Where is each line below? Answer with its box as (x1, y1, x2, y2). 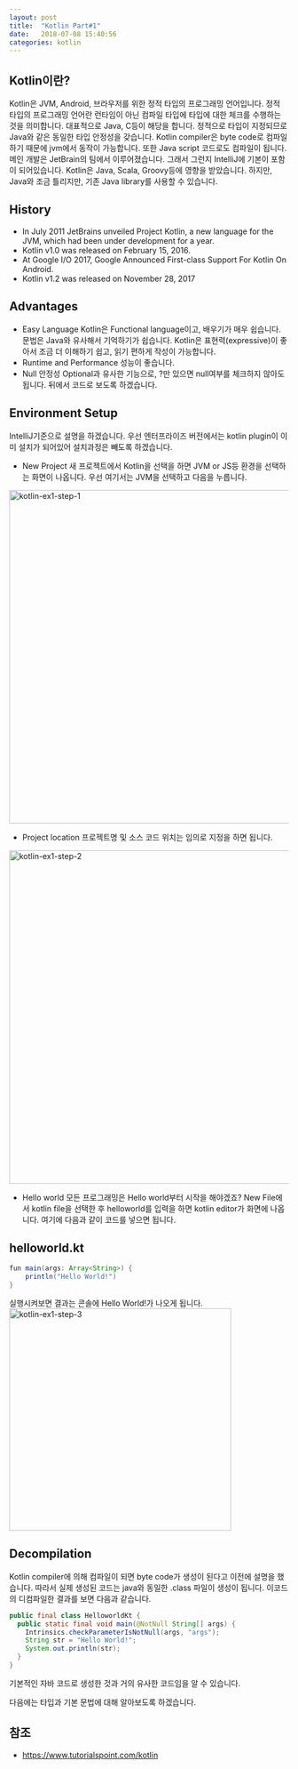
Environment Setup (9, 406, 118, 421)
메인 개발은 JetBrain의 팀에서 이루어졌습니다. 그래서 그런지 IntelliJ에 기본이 (9, 154, 269, 165)
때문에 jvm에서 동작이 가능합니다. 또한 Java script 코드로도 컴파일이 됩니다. (25, 143, 287, 154)
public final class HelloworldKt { (9, 1611, 141, 1620)
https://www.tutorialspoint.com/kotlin (21, 1749, 159, 1760)
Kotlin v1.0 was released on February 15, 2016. (21, 245, 191, 255)
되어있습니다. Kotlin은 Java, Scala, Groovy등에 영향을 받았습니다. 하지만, (18, 165, 273, 176)
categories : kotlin (9, 37, 82, 47)
